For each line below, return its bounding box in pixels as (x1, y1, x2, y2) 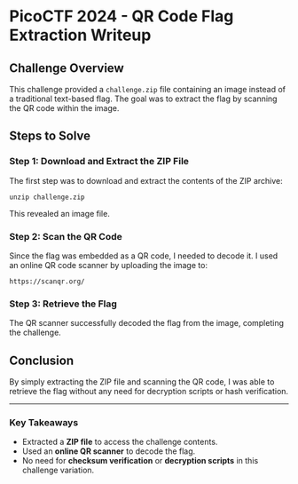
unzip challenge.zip (9, 193, 86, 202)
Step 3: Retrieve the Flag (9, 298, 118, 310)
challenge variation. (21, 464, 95, 476)
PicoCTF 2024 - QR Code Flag (9, 6, 234, 27)
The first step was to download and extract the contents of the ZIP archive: (9, 175, 284, 186)
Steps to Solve (9, 129, 91, 144)
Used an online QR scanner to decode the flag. (21, 446, 196, 456)
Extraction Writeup (9, 25, 152, 45)
